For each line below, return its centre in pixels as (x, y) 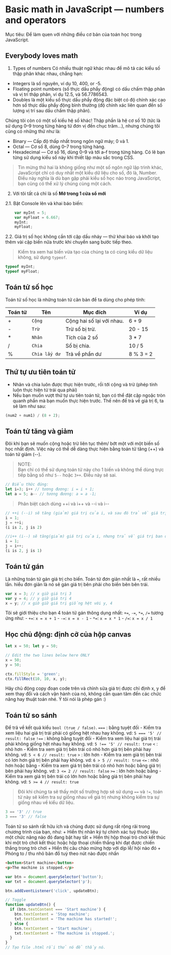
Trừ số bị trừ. (81, 329)
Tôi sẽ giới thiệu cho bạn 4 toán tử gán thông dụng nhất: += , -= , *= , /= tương (84, 613)
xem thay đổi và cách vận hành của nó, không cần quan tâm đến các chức (83, 694)
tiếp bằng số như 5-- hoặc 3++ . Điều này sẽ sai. (67, 475)
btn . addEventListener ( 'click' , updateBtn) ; (52, 891)
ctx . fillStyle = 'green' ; (33, 674)
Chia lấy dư (46, 354)
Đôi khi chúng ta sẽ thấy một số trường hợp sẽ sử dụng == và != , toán (90, 792)
